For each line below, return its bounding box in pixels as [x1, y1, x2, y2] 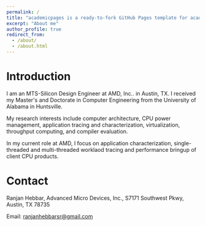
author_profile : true [6, 26, 62, 32]
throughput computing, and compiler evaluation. [6, 127, 128, 135]
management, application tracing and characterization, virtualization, [6, 121, 180, 129]
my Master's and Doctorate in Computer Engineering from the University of [6, 96, 196, 104]
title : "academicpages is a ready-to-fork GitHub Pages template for [6, 15, 188, 21]
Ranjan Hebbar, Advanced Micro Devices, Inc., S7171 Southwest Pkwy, [6, 194, 185, 202]
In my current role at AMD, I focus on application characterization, [6, 139, 173, 147]
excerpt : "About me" [6, 20, 59, 26]
